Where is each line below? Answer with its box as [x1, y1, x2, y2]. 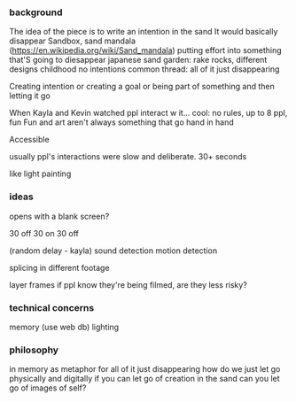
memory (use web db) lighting [9, 321, 120, 332]
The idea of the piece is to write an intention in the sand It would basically [9, 27, 278, 37]
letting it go [9, 90, 51, 101]
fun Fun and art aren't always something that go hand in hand [9, 117, 234, 128]
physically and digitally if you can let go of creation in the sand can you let [9, 374, 281, 384]
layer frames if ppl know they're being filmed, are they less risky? [9, 279, 248, 290]
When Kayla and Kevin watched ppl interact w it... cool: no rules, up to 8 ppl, [9, 108, 288, 119]
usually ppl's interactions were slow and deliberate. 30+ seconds [9, 151, 247, 162]
